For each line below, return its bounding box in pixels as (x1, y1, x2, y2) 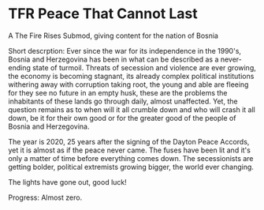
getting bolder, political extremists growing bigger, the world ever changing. (8, 162, 255, 171)
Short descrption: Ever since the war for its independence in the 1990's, (8, 46, 242, 55)
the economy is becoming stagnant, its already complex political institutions (8, 71, 255, 81)
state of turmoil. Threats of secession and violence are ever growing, (32, 62, 256, 72)
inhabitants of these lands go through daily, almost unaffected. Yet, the (8, 96, 238, 106)
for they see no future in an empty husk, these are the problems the (8, 88, 228, 97)
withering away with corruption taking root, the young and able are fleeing (8, 80, 249, 89)
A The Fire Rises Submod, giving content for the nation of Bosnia (8, 31, 219, 40)
